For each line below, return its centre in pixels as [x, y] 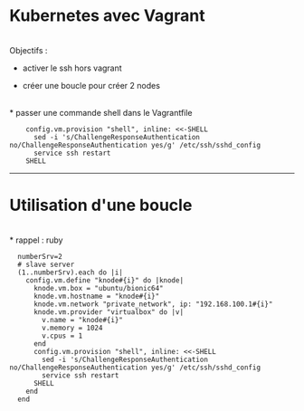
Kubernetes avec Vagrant [107, 16]
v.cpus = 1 [62, 336]
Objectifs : [28, 50]
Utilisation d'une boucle [101, 205]
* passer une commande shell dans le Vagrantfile [101, 112]
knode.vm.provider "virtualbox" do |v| [108, 312]
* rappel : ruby [36, 240]
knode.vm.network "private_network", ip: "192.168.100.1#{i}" [153, 304]
